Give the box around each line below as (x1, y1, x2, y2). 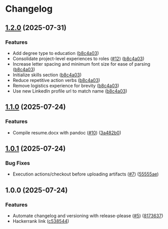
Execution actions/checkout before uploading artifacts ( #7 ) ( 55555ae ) (12, 171, 159, 177)
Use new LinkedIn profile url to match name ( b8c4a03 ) (12, 88, 127, 94)
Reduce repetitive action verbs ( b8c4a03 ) (12, 77, 100, 83)
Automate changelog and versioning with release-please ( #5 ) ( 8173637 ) (12, 212, 163, 219)
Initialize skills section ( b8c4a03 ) (12, 72, 82, 78)
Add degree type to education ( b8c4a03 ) (12, 50, 99, 56)
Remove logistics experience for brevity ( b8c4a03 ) (12, 82, 119, 89)
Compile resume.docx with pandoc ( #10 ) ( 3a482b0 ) (12, 129, 122, 135)
